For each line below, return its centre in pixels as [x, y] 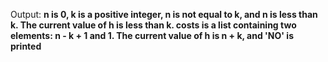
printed [26, 46]
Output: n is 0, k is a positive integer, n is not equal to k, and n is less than [164, 14]
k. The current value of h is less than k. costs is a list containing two [153, 25]
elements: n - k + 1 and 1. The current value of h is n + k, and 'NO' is [152, 35]
